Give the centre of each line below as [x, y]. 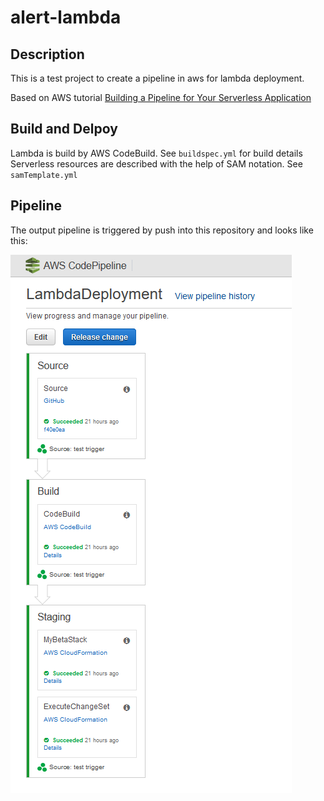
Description [47, 54]
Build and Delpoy [64, 129]
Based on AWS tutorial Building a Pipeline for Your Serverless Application [161, 97]
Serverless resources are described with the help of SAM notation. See [156, 163]
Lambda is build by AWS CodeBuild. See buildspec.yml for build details [156, 153]
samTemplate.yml [44, 175]
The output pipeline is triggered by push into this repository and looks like [162, 230]
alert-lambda [66, 17]
